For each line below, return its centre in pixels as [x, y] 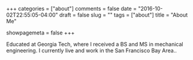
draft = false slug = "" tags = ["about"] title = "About [123, 15]
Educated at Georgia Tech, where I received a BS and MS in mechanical [95, 44]
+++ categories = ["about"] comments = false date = [71, 9]
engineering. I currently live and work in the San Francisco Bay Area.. [91, 50]
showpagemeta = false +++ [40, 33]
